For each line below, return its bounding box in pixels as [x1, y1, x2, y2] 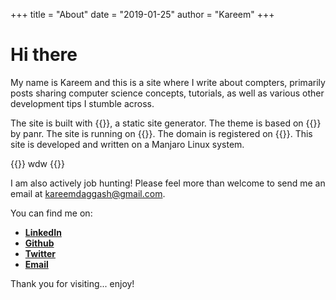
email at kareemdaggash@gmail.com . [10, 187, 166, 199]
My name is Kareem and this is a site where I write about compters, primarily [10, 76, 326, 88]
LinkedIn [24, 226, 62, 238]
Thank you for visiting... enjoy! [10, 277, 135, 289]
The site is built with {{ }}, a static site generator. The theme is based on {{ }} [10, 117, 322, 129]
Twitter [24, 247, 56, 259]
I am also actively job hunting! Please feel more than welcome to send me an [10, 177, 326, 189]
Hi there [10, 44, 78, 66]
